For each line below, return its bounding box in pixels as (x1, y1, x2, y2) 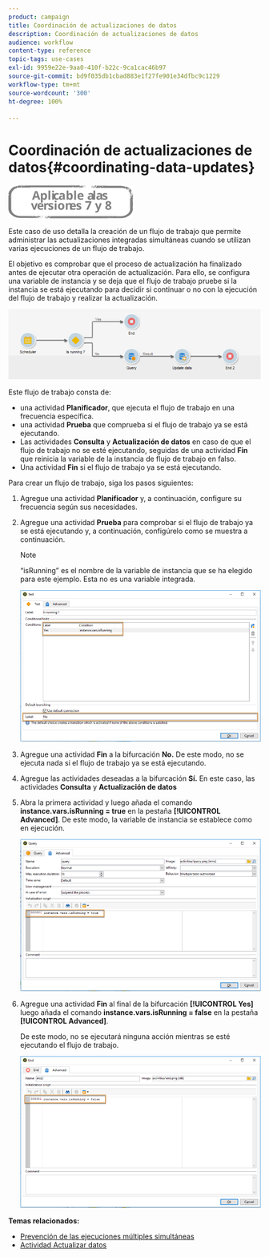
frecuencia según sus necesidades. (19, 502, 138, 511)
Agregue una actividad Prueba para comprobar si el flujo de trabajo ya (19, 517, 254, 527)
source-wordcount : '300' (8, 89, 91, 97)
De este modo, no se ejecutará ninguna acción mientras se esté (19, 1031, 231, 1041)
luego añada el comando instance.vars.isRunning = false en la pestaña (19, 1007, 259, 1017)
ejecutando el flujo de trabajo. (19, 1040, 119, 1049)
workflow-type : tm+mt (8, 80, 81, 88)
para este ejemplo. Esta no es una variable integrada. (19, 574, 196, 584)
